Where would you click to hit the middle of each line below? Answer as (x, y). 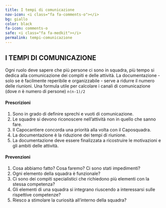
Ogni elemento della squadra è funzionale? (56, 173)
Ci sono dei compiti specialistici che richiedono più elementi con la (81, 179)
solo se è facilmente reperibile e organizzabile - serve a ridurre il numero (80, 80)
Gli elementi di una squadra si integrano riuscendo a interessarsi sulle (84, 189)
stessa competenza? (34, 184)
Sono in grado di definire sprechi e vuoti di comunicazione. (73, 113)
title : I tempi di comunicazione (40, 10)
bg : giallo (16, 19)
